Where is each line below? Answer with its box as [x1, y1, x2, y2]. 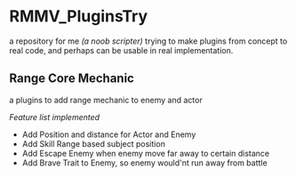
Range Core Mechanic [9, 71, 135, 86]
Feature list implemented [9, 111, 100, 122]
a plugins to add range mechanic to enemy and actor [9, 94, 203, 105]
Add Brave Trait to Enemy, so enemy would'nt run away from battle [21, 157, 268, 168]
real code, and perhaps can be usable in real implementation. [9, 44, 234, 55]
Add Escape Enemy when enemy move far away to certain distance [21, 148, 270, 158]
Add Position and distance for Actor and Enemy [21, 129, 196, 140]
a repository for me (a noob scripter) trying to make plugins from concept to [9, 36, 288, 46]
